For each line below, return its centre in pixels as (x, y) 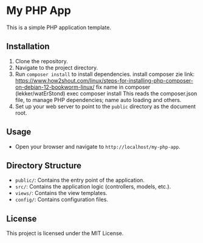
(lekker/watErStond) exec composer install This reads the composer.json (106, 93)
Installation (28, 46)
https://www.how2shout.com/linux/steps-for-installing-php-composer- (104, 80)
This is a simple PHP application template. (59, 27)
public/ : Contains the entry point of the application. (80, 180)
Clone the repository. (41, 61)
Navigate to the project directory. (57, 67)
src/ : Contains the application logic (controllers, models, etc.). (93, 187)
